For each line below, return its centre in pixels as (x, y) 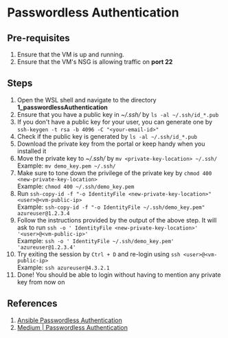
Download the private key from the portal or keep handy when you (111, 144)
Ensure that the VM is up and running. (71, 54)
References (32, 304)
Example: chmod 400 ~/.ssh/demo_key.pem (76, 186)
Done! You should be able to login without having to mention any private (119, 274)
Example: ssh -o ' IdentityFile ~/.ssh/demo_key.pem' (95, 240)
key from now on (41, 282)
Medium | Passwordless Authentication (72, 327)
